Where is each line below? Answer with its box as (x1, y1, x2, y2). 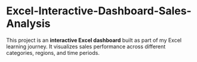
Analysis (6, 17, 51, 30)
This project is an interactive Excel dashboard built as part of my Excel (6, 36, 182, 44)
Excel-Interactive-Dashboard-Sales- (6, 4, 192, 18)
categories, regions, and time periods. (6, 49, 100, 56)
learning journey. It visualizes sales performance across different (6, 43, 166, 50)
